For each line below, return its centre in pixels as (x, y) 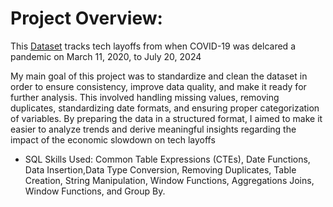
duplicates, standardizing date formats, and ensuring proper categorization (165, 108)
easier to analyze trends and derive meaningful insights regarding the (153, 129)
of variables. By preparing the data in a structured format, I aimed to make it (166, 118)
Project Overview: (86, 18)
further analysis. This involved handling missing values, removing (145, 97)
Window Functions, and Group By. (95, 191)
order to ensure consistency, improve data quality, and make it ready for (158, 86)
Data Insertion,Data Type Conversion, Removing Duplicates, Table (160, 169)
